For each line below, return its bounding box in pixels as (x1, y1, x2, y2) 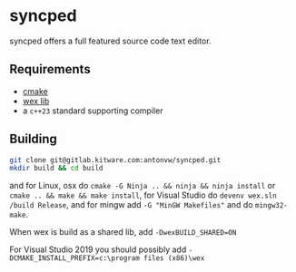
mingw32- (254, 201, 289, 210)
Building (9, 131, 57, 147)
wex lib (22, 95, 50, 106)
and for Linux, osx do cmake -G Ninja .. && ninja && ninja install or (9, 180, 276, 191)
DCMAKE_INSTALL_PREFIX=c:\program (9, 254, 141, 263)
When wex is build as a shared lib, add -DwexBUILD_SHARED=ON (9, 227, 237, 238)
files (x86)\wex (143, 254, 205, 263)
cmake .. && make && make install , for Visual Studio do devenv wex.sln (9, 189, 277, 200)
